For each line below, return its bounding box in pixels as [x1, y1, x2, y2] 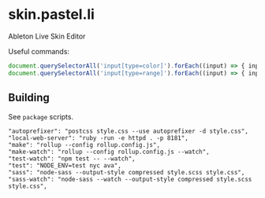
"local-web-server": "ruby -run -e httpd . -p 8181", [8, 134, 189, 142]
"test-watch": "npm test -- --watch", [8, 155, 136, 163]
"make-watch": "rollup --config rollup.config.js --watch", [8, 148, 211, 156]
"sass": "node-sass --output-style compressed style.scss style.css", [8, 168, 245, 176]
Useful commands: [8, 46, 69, 56]
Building [8, 91, 50, 104]
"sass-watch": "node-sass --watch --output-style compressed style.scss [8, 175, 252, 183]
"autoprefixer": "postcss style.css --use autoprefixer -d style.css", [8, 127, 248, 135]
